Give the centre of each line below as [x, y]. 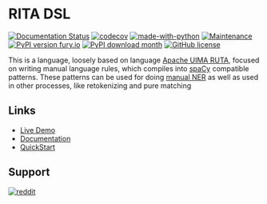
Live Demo [38, 130]
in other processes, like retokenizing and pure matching [100, 86]
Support [29, 172]
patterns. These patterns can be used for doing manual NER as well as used [133, 77]
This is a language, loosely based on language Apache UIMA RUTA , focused [134, 60]
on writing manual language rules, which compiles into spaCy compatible [129, 68]
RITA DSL [40, 14]
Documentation [45, 138]
